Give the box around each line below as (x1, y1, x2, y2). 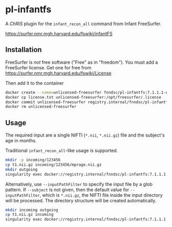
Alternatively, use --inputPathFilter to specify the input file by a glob (5, 181, 153, 187)
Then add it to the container (5, 80, 64, 86)
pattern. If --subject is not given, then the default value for (5, 186, 130, 193)
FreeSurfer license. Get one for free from (5, 64, 92, 70)
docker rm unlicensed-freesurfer (5, 104, 77, 109)
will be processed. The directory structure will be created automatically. (5, 197, 157, 203)
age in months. (5, 138, 37, 144)
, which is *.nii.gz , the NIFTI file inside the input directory (39, 192, 163, 198)
